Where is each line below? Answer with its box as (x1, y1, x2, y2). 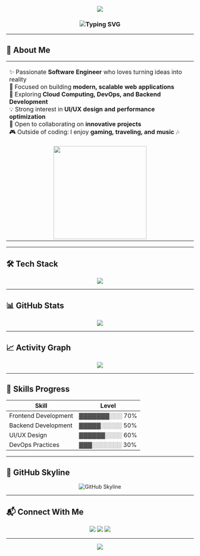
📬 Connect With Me (6, 507, 84, 517)
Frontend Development (9, 412, 73, 420)
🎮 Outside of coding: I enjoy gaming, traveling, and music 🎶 (9, 128, 180, 136)
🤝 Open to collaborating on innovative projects (9, 120, 142, 128)
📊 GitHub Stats (6, 301, 64, 311)
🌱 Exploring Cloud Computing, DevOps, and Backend (9, 90, 161, 98)
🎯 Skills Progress (6, 384, 70, 394)
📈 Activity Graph (6, 343, 71, 353)
